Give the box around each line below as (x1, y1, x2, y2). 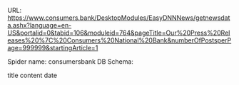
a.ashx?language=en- (7, 21, 72, 29)
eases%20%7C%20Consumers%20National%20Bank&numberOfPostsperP (7, 36, 232, 45)
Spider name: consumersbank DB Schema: (7, 57, 134, 66)
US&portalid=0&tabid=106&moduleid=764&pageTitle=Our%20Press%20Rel (7, 28, 230, 37)
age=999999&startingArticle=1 (7, 44, 98, 52)
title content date (7, 71, 58, 79)
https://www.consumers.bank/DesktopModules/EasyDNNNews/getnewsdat (7, 13, 230, 22)
